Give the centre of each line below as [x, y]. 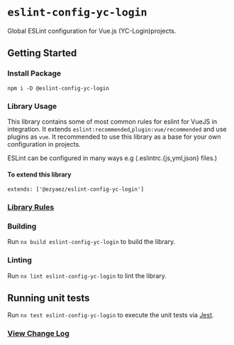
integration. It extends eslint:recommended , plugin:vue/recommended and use [117, 129]
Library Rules [31, 207]
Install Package [34, 73]
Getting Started [42, 53]
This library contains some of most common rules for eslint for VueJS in [112, 121]
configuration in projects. [44, 144]
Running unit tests [49, 298]
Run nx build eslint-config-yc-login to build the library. [91, 242]
